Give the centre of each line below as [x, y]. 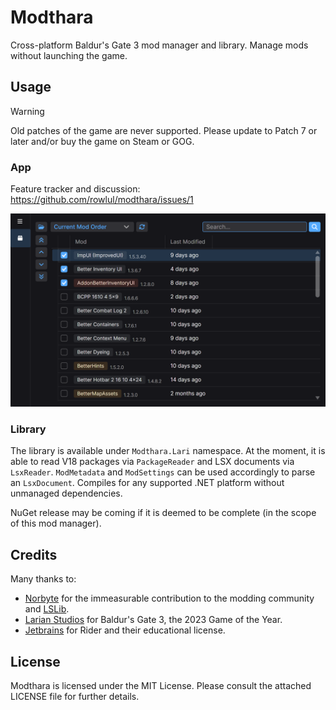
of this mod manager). [56, 523]
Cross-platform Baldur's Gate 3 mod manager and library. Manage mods [159, 45]
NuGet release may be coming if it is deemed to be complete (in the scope [163, 513]
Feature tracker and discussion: [75, 189]
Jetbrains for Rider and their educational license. [125, 630]
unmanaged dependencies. [66, 493]
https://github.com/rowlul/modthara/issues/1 [102, 200]
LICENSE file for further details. [75, 697]
